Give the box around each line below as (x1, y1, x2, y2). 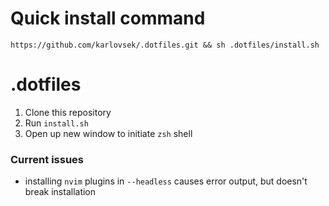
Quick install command (10, 7, 206, 30)
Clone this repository (24, 106, 112, 118)
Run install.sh (24, 117, 89, 129)
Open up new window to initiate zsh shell (24, 127, 193, 139)
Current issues (10, 152, 84, 166)
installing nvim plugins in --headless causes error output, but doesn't (24, 175, 308, 187)
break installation (24, 186, 97, 198)
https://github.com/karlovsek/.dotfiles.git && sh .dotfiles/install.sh (10, 40, 320, 50)
